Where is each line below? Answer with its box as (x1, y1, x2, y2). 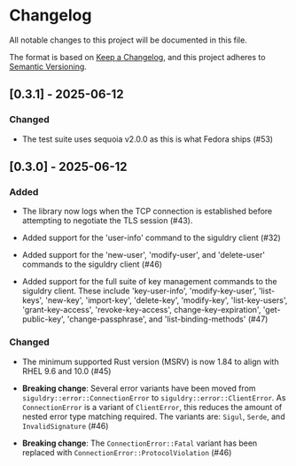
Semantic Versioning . (9, 61, 87, 72)
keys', (21, 295, 44, 306)
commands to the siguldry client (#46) (21, 259, 162, 270)
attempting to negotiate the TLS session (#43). (21, 215, 193, 226)
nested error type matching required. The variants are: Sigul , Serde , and (21, 411, 285, 422)
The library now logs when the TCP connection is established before (21, 206, 273, 217)
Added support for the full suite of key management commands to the (21, 276, 277, 287)
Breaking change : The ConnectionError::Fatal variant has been (21, 438, 258, 448)
